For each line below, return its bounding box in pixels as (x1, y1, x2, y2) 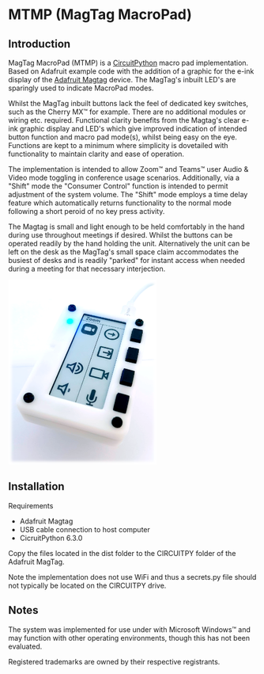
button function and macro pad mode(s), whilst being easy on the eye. (8, 132, 237, 142)
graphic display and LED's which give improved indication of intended (19, 124, 247, 133)
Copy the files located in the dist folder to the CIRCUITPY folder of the (8, 548, 236, 558)
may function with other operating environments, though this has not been (8, 633, 251, 642)
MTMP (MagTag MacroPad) (8, 6, 192, 24)
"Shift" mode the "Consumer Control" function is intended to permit (8, 181, 228, 191)
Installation (8, 480, 65, 493)
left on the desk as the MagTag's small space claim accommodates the (8, 247, 239, 257)
